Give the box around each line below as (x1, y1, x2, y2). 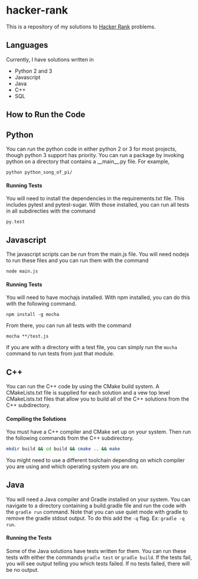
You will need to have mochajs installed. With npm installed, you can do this (6, 294, 190, 301)
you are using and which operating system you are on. (6, 463, 139, 470)
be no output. (6, 567, 39, 574)
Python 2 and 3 (14, 67, 53, 74)
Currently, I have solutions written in (6, 56, 94, 63)
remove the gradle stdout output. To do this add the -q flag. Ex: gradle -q (6, 515, 185, 522)
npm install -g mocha (6, 311, 60, 318)
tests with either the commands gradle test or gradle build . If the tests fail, (6, 554, 192, 561)
